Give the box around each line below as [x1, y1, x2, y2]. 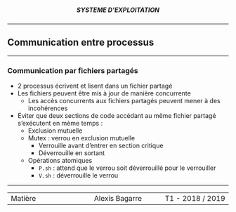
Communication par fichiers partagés [7, 65, 138, 75]
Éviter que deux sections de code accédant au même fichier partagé [17, 112, 216, 120]
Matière [11, 194, 37, 204]
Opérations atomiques [27, 157, 93, 165]
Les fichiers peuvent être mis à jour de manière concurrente [17, 89, 191, 98]
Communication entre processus [7, 37, 155, 48]
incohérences [27, 104, 68, 112]
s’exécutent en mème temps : [17, 119, 103, 128]
